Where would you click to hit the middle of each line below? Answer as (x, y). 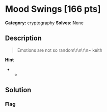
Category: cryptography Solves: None (44, 23)
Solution (18, 90)
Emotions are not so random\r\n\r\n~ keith (60, 50)
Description (23, 38)
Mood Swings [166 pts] (53, 9)
